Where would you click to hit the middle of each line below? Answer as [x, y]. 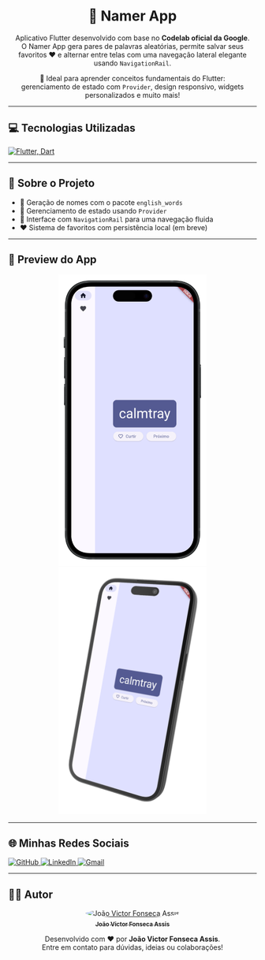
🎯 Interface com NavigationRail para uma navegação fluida [116, 219]
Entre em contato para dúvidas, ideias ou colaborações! [132, 947]
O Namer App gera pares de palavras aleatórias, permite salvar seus [132, 46]
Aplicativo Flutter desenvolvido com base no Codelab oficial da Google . [132, 38]
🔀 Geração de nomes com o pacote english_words [101, 202]
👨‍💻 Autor [31, 894]
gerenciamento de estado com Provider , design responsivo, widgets [132, 87]
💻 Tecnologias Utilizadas [72, 128]
